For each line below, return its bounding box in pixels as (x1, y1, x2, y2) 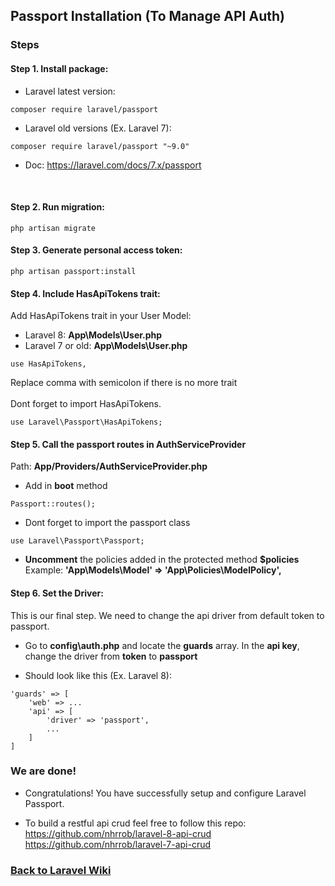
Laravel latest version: (24, 85, 116, 97)
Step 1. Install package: (10, 62, 109, 74)
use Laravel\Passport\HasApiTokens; (10, 417, 163, 428)
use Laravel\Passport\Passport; (10, 536, 145, 546)
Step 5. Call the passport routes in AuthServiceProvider (10, 438, 247, 450)
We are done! (10, 764, 77, 778)
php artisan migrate (10, 223, 97, 233)
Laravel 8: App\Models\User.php (24, 329, 163, 341)
